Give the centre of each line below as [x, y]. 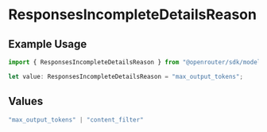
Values [26, 101]
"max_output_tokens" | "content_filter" [76, 120]
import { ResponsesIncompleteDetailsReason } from [94, 62]
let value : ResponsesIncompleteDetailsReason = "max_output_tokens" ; [126, 76]
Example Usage [48, 44]
